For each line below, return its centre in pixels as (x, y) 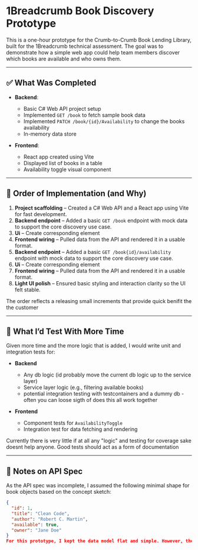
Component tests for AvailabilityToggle (73, 423)
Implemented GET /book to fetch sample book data (84, 115)
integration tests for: (31, 352)
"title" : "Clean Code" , (40, 513)
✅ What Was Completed (51, 83)
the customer (22, 307)
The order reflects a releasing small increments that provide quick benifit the (99, 301)
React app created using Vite (59, 157)
